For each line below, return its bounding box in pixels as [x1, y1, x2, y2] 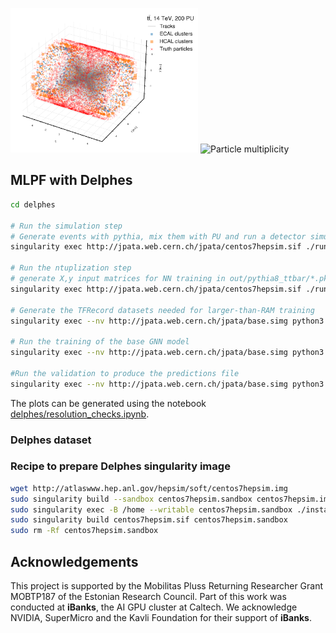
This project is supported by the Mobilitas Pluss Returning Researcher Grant [10, 580, 324, 592]
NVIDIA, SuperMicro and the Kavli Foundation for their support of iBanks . [10, 612, 312, 624]
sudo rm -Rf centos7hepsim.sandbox [10, 526, 159, 536]
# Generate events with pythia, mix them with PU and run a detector [10, 231, 307, 242]
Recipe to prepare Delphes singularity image [10, 459, 231, 473]
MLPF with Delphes [10, 172, 133, 189]
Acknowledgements [10, 553, 139, 570]
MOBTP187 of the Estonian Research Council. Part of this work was [10, 591, 287, 603]
